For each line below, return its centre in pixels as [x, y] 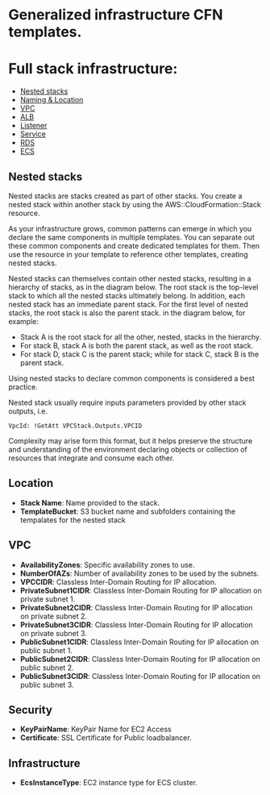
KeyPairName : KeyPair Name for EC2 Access [96, 729]
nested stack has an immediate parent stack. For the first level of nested [128, 304]
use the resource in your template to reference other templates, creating [128, 254]
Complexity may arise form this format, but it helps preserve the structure [131, 440]
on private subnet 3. [53, 633]
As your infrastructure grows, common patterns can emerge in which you [130, 228]
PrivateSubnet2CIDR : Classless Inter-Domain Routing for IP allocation [136, 607]
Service [33, 134]
